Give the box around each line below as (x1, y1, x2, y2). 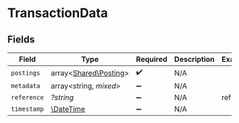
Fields (7, 33, 36, 46)
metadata (11, 82, 41, 90)
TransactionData (7, 5, 108, 21)
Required (136, 55, 168, 64)
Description (174, 55, 215, 64)
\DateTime (51, 105, 85, 114)
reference (11, 94, 44, 101)
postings (11, 69, 41, 77)
